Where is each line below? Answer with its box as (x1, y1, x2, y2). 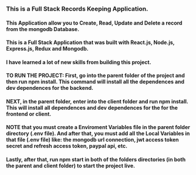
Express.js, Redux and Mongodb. (6, 45, 89, 52)
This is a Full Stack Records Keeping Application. (6, 5, 148, 13)
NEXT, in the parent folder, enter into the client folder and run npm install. (6, 97, 188, 105)
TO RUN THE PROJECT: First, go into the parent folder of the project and (6, 72, 185, 79)
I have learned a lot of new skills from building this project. (6, 58, 151, 66)
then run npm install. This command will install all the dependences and (6, 78, 185, 85)
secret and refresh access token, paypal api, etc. (6, 143, 128, 150)
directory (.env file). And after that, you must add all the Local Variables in (6, 130, 190, 137)
